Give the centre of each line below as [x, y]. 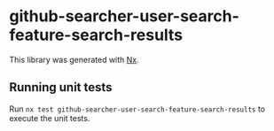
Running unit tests [61, 87]
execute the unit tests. [50, 118]
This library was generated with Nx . [74, 59]
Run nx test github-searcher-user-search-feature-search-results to [137, 109]
